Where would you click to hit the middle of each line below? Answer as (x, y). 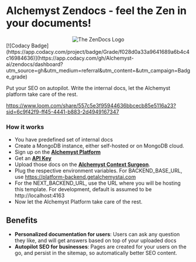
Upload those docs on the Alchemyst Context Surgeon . (82, 164)
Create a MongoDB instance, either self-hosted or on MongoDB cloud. (99, 146)
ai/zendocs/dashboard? (35, 64)
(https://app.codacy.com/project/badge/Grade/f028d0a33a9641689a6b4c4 (98, 51)
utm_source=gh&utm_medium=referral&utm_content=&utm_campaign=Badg (98, 70)
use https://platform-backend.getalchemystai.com (75, 177)
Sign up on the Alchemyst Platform (58, 152)
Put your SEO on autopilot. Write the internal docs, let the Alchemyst (88, 88)
